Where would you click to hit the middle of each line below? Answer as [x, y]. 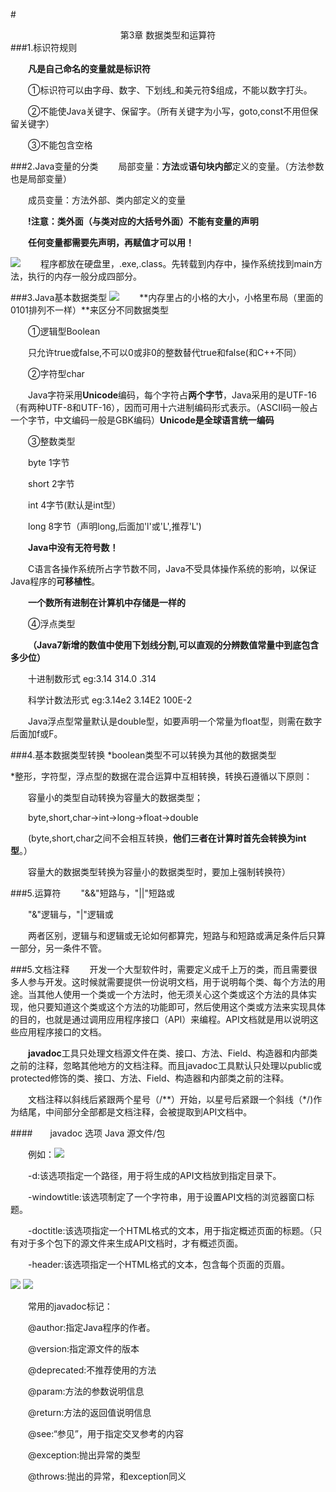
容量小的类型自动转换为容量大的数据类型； [115, 797]
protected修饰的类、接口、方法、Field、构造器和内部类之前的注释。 [150, 1078]
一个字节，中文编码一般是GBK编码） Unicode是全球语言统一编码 [142, 420]
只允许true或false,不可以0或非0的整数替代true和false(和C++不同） [165, 352]
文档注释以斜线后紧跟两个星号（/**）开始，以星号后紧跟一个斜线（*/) [171, 1099]
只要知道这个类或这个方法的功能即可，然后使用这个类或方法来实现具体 [181, 1007]
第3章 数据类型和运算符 [168, 35]
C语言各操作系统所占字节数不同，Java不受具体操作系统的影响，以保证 [172, 568]
